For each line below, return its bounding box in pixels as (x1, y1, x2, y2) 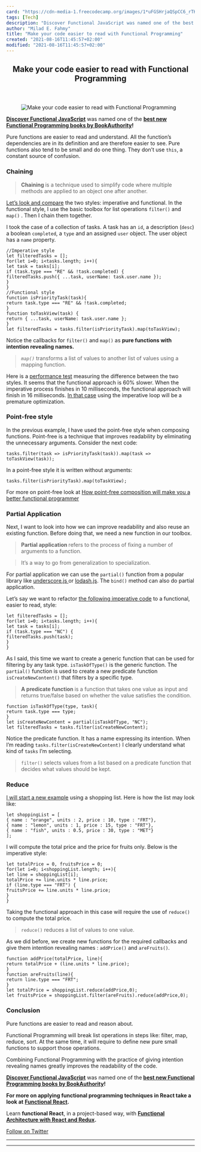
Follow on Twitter (6, 1127, 49, 1135)
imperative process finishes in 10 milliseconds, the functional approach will (6, 385, 191, 392)
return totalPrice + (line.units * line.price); (6, 961, 130, 967)
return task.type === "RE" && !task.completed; (6, 300, 127, 306)
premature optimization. (6, 398, 65, 405)
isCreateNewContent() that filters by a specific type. (6, 674, 133, 681)
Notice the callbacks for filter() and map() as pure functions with (6, 336, 172, 344)
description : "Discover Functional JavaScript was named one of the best (6, 20, 194, 26)
